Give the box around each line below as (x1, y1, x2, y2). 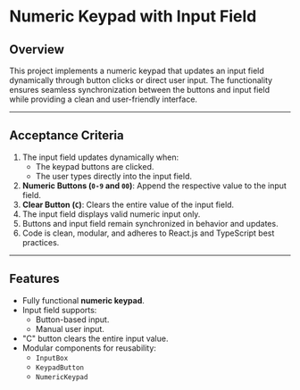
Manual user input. (35, 323, 105, 334)
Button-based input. (35, 314, 110, 325)
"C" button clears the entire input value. (21, 333, 169, 344)
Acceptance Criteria (9, 128, 124, 144)
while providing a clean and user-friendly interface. (9, 94, 198, 104)
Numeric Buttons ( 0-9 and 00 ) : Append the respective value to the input (21, 180, 287, 191)
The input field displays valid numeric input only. (21, 208, 201, 220)
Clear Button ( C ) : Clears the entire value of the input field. (21, 199, 235, 210)
